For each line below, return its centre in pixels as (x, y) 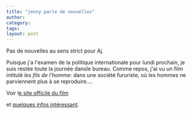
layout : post (22, 34)
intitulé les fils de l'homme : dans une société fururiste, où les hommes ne (96, 75)
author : (16, 17)
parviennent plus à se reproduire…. (49, 82)
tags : (13, 28)
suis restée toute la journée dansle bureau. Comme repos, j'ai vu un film (95, 69)
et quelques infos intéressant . (43, 104)
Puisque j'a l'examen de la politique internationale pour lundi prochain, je (96, 63)
